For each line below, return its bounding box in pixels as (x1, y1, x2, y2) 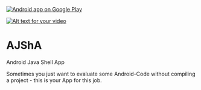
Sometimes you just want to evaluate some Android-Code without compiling (6, 70, 196, 77)
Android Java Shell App (6, 58, 65, 66)
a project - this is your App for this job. (6, 76, 103, 84)
